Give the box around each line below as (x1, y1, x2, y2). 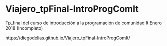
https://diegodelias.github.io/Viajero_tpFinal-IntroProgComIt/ (5, 35, 130, 41)
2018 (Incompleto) (5, 25, 43, 31)
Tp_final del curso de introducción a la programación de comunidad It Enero (5, 20, 162, 26)
